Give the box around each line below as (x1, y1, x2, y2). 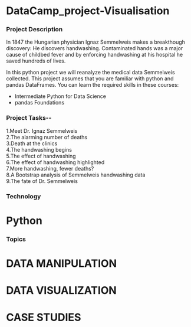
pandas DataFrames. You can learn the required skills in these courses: (6, 81, 179, 89)
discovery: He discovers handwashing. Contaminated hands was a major (6, 45, 183, 52)
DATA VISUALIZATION (6, 284, 117, 297)
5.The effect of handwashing (6, 152, 76, 159)
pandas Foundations (14, 99, 65, 106)
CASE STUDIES (6, 311, 81, 324)
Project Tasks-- (6, 114, 52, 122)
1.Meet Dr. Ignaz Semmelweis (6, 127, 78, 134)
